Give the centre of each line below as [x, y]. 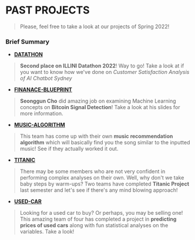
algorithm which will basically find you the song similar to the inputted [105, 143]
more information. [41, 114]
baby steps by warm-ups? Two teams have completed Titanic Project [104, 184]
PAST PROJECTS [48, 10]
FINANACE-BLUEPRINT [43, 90]
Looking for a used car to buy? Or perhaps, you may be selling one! [101, 213]
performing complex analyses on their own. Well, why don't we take [102, 178]
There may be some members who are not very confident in [93, 171]
